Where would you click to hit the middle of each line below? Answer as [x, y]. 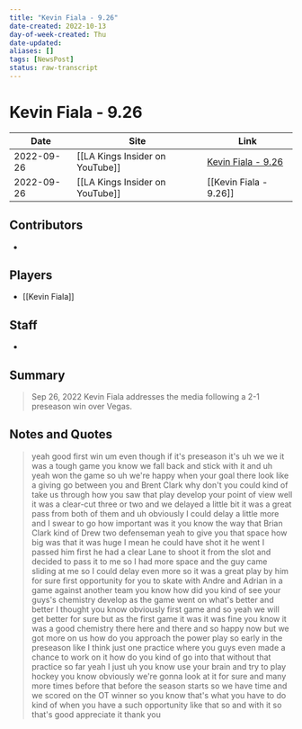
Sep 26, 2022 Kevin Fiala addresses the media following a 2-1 [146, 397]
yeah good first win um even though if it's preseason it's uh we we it [158, 456]
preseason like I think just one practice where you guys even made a [158, 647]
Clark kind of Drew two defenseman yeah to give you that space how [159, 533]
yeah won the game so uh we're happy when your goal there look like [160, 475]
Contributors [46, 225]
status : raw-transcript [54, 68]
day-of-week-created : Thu [58, 34]
